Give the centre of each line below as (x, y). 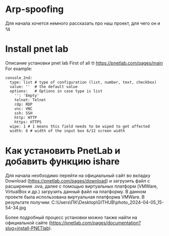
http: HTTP (26, 117)
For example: (19, 69)
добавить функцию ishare (63, 162)
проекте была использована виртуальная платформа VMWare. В (75, 197)
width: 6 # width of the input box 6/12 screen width (67, 131)
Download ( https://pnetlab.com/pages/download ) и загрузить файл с (78, 181)
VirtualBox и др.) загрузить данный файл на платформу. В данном (76, 191)
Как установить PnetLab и (63, 151)
